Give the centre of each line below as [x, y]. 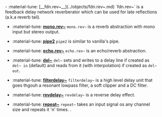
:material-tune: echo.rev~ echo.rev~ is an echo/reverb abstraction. [79, 51]
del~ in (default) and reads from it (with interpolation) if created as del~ [84, 65]
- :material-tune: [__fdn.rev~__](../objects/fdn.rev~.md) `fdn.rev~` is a [74, 7]
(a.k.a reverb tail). [23, 17]
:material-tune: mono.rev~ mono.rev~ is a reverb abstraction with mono [83, 26]
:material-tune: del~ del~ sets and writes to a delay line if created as [81, 60]
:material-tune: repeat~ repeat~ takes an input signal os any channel [81, 104]
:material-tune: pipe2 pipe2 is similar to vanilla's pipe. [66, 41]
